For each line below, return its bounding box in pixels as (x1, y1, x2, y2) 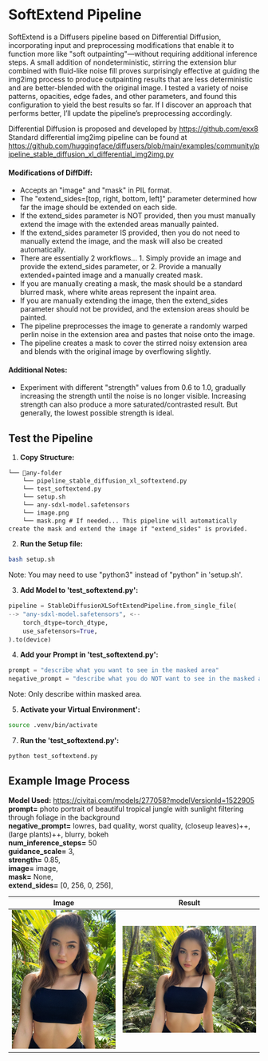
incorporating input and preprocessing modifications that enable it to (8, 40, 235, 50)
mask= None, (8, 872, 53, 881)
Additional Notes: (8, 365, 68, 375)
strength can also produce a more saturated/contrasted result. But (19, 399, 238, 409)
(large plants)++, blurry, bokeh (8, 829, 109, 839)
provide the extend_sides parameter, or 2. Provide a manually (19, 262, 222, 272)
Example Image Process (8, 774, 130, 788)
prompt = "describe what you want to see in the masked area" (8, 666, 219, 674)
